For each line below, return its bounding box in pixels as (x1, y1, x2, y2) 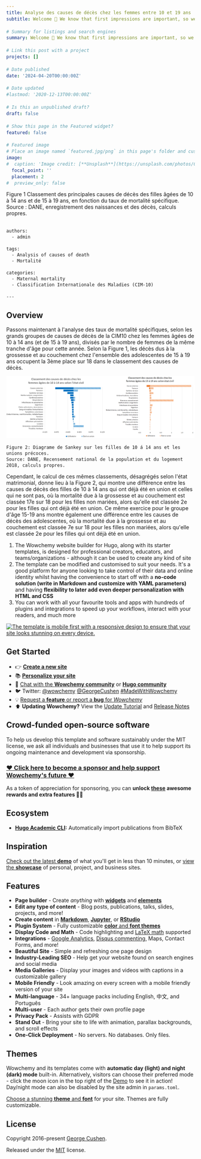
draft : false (6, 111, 39, 117)
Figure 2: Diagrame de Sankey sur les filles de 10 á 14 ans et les (6, 444, 181, 451)
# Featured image (6, 142, 50, 148)
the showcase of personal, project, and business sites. (6, 864, 142, 871)
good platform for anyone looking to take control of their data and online (14, 567, 193, 574)
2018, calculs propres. (6, 462, 66, 469)
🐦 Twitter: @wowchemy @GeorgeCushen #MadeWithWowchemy (14, 687, 178, 694)
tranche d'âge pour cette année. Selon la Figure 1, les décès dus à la (6, 345, 175, 352)
